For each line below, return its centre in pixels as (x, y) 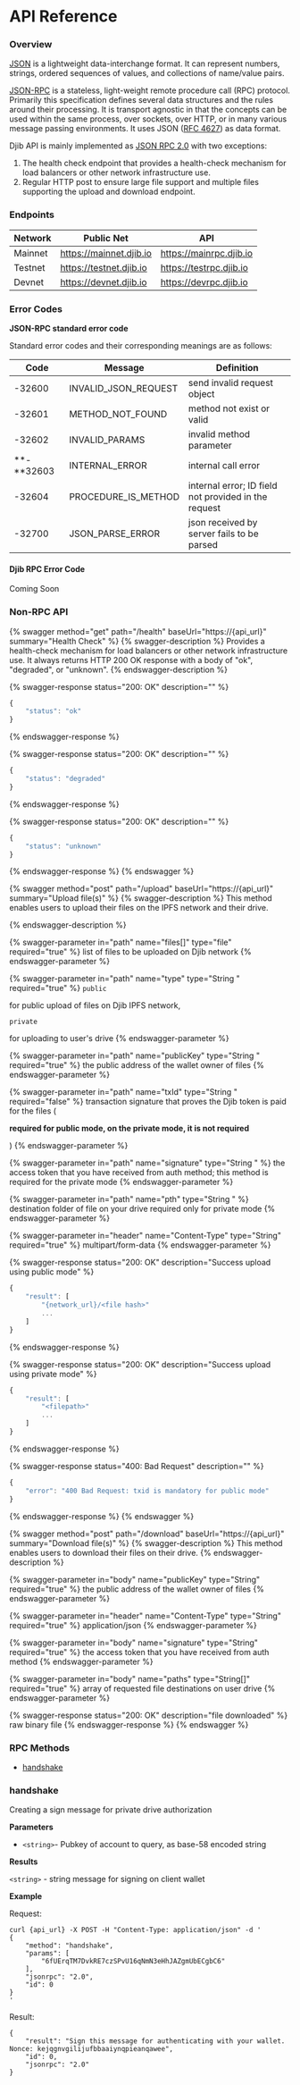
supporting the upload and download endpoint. (108, 192)
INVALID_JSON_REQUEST (124, 389)
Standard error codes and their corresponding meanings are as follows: (141, 346)
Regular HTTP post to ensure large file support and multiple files (140, 182)
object (201, 394)
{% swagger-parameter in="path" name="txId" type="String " (124, 1092)
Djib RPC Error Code (47, 568)
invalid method (219, 434)
